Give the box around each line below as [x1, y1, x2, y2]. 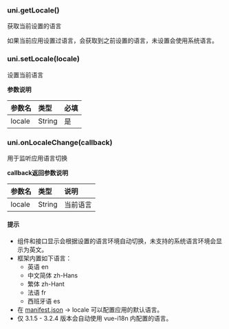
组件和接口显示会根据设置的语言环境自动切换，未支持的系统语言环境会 [17, 237, 217, 245]
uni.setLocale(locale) [7, 54, 80, 64]
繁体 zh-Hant [27, 280, 65, 288]
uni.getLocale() [7, 5, 60, 15]
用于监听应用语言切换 [7, 154, 67, 162]
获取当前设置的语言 [7, 22, 62, 30]
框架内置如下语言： [17, 254, 72, 262]
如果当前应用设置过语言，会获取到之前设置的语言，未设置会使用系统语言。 [7, 36, 218, 45]
